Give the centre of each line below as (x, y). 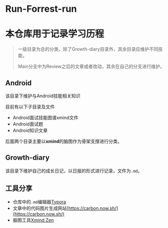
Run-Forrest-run (41, 9)
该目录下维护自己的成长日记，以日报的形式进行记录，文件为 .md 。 (74, 171)
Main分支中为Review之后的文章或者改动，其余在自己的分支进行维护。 (91, 67)
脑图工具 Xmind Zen (33, 220)
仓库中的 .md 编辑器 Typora (39, 202)
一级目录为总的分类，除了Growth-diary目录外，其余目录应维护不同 (88, 49)
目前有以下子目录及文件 (30, 107)
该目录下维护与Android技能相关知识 (43, 96)
